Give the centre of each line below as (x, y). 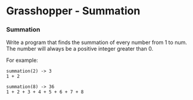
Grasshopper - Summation (73, 11)
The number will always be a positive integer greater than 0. (80, 49)
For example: (22, 60)
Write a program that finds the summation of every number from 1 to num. (97, 42)
